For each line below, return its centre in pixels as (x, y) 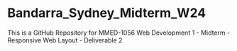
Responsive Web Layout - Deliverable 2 (65, 40)
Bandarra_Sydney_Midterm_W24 (107, 13)
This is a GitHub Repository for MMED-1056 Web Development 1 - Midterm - (119, 33)
